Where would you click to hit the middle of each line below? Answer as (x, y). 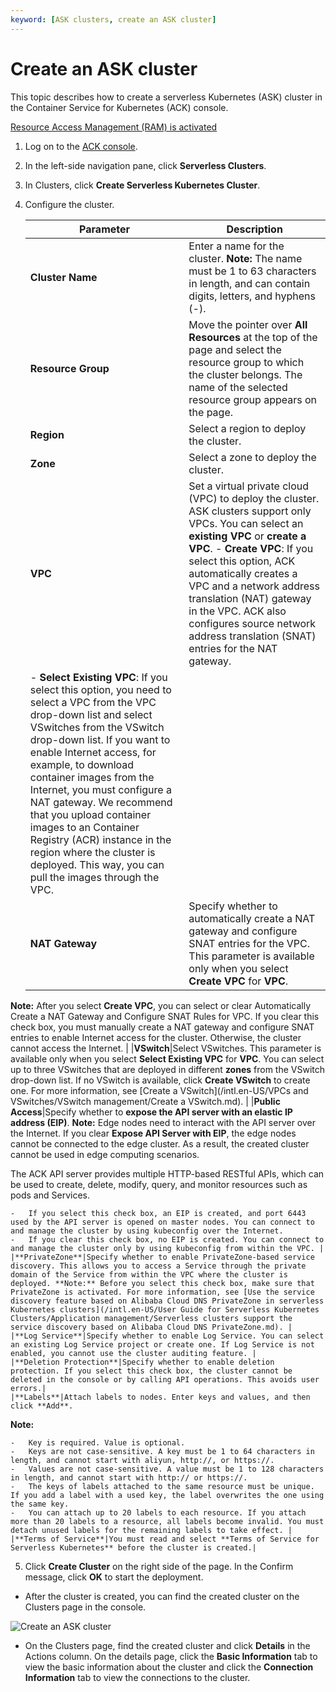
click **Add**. (42, 1406)
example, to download (82, 764)
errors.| (28, 1388)
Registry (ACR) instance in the (100, 839)
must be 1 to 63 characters (252, 271)
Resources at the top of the (253, 337)
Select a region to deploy (247, 428)
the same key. (40, 1504)
